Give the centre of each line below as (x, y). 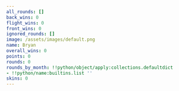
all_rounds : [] (25, 12)
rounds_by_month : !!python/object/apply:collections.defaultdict (89, 67)
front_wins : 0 (24, 28)
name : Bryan (21, 45)
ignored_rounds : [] (31, 34)
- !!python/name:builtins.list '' (50, 73)
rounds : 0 (19, 62)
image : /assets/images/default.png (51, 40)
